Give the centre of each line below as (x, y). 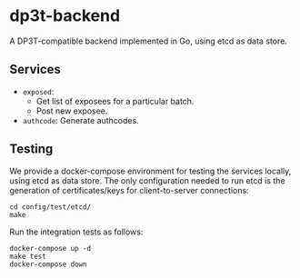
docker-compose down (49, 264)
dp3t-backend (65, 16)
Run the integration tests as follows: (76, 232)
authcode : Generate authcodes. (80, 120)
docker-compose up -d (50, 248)
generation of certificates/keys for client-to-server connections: (129, 190)
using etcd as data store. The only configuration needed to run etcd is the (147, 180)
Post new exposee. (72, 111)
